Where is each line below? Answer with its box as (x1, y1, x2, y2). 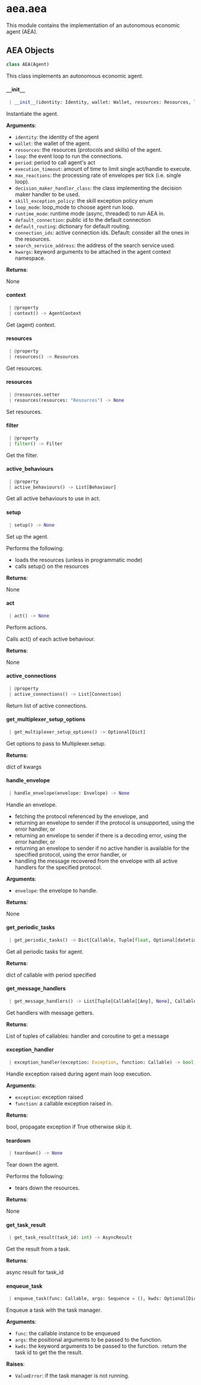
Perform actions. (6, 623, 48, 631)
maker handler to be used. (14, 191, 80, 198)
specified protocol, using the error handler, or (14, 851, 127, 858)
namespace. (14, 254, 46, 262)
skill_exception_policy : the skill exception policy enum (14, 197, 154, 204)
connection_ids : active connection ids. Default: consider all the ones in (14, 229, 190, 236)
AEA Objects (6, 46, 55, 56)
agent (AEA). (6, 28, 38, 35)
